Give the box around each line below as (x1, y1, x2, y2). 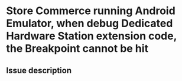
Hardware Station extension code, (6, 30, 177, 43)
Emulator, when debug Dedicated (6, 17, 173, 30)
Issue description (6, 65, 72, 75)
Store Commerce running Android (6, 4, 175, 18)
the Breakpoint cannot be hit (6, 42, 149, 56)
